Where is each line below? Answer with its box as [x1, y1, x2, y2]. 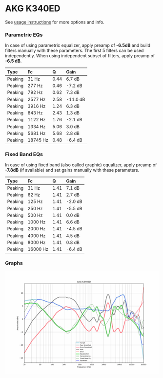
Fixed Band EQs [5, 151, 43, 157]
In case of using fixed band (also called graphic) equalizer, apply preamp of [5, 162, 157, 168]
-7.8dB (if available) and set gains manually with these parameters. [5, 167, 140, 173]
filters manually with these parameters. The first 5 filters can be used [5, 47, 144, 54]
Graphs [5, 260, 23, 267]
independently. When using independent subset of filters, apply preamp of [5, 53, 155, 59]
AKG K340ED [5, 3, 61, 14]
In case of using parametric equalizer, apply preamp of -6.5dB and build [5, 43, 150, 48]
